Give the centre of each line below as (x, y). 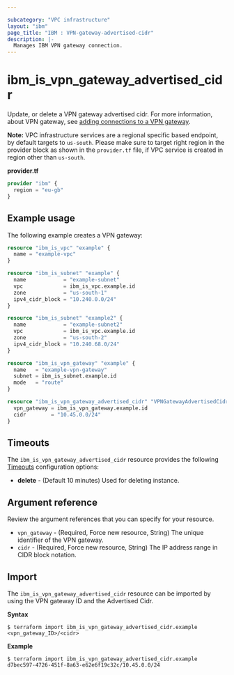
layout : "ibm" (28, 26)
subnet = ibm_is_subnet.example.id (65, 376)
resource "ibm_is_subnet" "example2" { (65, 318)
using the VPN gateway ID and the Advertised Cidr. (80, 600)
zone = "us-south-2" (61, 338)
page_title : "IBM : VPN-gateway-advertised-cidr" (81, 33)
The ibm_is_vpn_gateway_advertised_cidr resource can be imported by (109, 593)
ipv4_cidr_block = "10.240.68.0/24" (67, 344)
